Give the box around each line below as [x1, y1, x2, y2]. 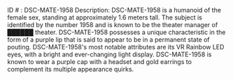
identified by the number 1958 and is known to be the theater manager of [7, 21, 218, 29]
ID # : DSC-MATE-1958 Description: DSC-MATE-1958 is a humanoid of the [7, 6, 222, 14]
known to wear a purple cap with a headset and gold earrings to [7, 58, 192, 65]
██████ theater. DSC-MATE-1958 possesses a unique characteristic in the [7, 28, 226, 36]
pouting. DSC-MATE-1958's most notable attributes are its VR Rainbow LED [7, 43, 225, 51]
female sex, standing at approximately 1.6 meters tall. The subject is [7, 13, 203, 22]
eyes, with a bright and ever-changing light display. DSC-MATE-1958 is [7, 50, 212, 58]
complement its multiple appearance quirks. [7, 65, 134, 73]
